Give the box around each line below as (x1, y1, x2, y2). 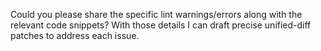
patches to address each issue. (10, 30, 140, 41)
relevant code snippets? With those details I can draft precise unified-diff (10, 19, 312, 31)
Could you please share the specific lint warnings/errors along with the (10, 9, 303, 20)
